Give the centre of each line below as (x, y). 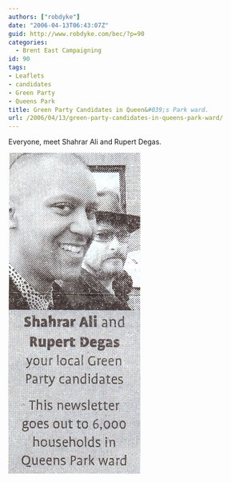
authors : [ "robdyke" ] (44, 17)
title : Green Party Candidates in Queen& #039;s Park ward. (109, 110)
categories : (28, 42)
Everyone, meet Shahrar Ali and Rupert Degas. (85, 142)
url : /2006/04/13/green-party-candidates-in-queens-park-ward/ (116, 118)
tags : (17, 68)
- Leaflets (26, 76)
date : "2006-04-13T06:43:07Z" (59, 25)
